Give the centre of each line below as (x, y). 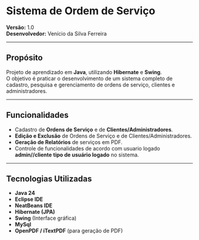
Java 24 (25, 193)
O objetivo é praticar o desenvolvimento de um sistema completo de (89, 78)
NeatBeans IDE (33, 206)
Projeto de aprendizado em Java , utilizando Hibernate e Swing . (84, 72)
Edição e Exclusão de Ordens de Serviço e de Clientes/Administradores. (103, 136)
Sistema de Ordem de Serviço (81, 11)
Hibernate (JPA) (35, 212)
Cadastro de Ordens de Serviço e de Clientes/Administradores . (94, 129)
